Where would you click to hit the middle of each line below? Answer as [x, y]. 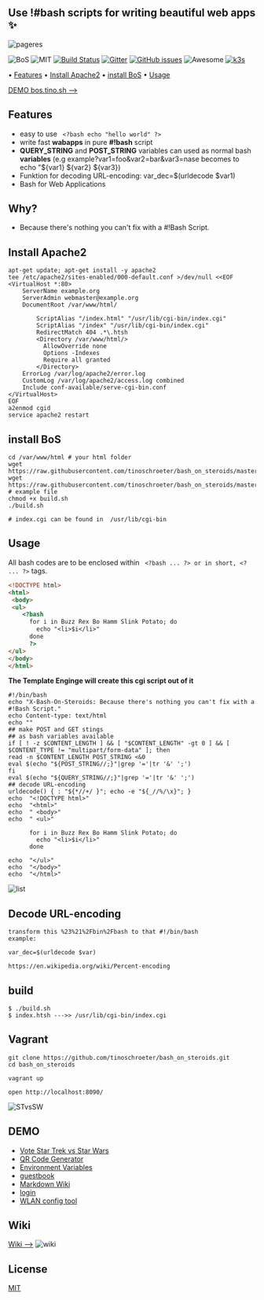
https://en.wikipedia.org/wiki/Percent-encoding [89, 967]
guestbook [37, 1176]
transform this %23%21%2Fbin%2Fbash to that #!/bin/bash [103, 932]
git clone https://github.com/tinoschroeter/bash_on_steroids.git [119, 1057]
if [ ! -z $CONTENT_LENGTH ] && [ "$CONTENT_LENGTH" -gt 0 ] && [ [119, 743]
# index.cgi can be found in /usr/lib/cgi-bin [88, 520]
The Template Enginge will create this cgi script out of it [101, 681]
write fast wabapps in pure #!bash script [86, 142]
